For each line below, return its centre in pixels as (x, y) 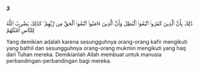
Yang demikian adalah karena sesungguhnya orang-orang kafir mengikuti (97, 41)
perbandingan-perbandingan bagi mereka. (59, 60)
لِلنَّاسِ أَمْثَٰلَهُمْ (20, 30)
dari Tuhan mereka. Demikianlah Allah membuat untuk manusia (84, 54)
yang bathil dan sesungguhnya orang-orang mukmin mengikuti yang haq (96, 48)
